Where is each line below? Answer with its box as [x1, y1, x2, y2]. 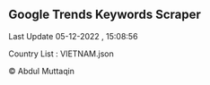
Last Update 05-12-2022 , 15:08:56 [8, 30, 138, 41]
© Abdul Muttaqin [8, 65, 75, 76]
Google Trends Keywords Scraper [8, 7, 201, 22]
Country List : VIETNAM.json [8, 48, 114, 59]
